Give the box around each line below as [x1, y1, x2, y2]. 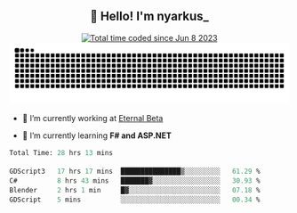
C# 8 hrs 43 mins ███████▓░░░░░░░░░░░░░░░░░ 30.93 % [9, 176, 261, 185]
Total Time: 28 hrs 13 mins [9, 148, 114, 157]
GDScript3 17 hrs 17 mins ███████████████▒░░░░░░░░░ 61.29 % [9, 167, 261, 176]
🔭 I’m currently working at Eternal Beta [21, 112, 164, 123]
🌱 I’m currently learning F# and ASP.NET [21, 130, 172, 141]
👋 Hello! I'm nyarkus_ [90, 9, 209, 24]
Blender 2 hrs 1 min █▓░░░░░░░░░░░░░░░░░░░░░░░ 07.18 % [9, 186, 261, 195]
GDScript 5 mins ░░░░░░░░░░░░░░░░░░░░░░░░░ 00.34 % [9, 195, 261, 204]
